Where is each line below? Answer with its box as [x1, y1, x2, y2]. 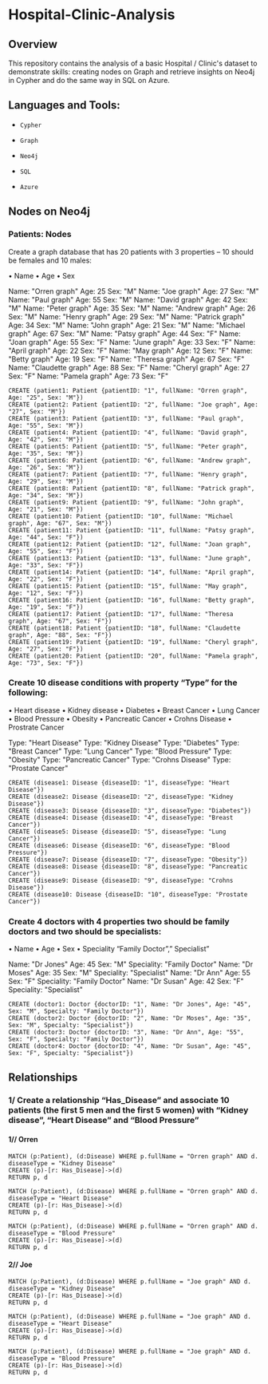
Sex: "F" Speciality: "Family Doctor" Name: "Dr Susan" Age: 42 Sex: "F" [8, 976, 244, 987]
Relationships [8, 1071, 78, 1085]
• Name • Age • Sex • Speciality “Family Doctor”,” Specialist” [8, 944, 210, 954]
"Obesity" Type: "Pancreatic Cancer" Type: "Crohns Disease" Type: [8, 754, 231, 764]
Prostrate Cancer [8, 722, 65, 732]
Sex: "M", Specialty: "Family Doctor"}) [8, 1007, 145, 1015]
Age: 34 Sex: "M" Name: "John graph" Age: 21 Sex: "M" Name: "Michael [8, 320, 246, 330]
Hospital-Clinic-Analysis [8, 6, 175, 24]
